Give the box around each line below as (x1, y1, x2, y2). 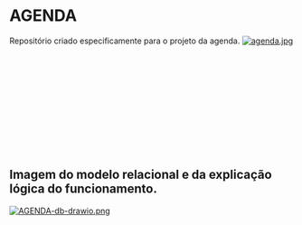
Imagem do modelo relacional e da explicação (9, 167, 273, 183)
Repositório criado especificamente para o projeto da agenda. (9, 35, 241, 46)
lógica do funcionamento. (9, 182, 158, 197)
